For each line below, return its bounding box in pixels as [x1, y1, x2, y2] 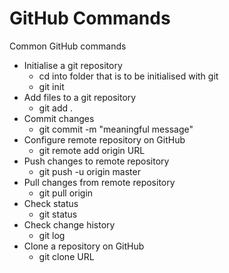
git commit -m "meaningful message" [38, 123, 194, 135]
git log [38, 229, 66, 241]
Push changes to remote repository [23, 155, 170, 167]
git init [38, 80, 65, 92]
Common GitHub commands [9, 40, 127, 52]
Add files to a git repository [23, 91, 137, 103]
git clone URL [38, 250, 95, 262]
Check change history [23, 218, 116, 231]
